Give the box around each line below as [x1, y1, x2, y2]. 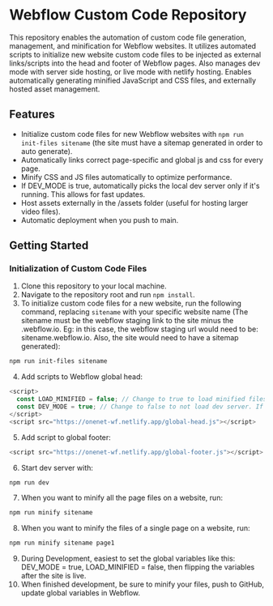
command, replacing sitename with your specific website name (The [20, 307, 249, 317]
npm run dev [9, 478, 49, 487]
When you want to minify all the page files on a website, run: [20, 493, 224, 503]
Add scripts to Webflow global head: [20, 372, 143, 382]
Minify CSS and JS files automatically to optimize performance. [20, 172, 232, 181]
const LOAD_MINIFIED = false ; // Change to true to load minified [16, 395, 245, 403]
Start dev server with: [20, 463, 94, 472]
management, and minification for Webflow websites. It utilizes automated [9, 41, 257, 50]
